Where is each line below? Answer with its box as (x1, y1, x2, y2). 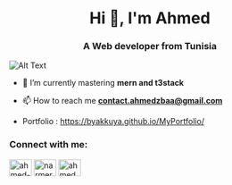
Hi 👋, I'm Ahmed (88, 8, 211, 29)
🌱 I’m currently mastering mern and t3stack (21, 78, 185, 88)
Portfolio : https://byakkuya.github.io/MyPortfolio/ (21, 116, 205, 127)
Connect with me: (9, 139, 88, 151)
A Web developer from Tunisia (83, 40, 217, 53)
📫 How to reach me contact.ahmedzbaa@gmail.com (21, 96, 223, 106)
